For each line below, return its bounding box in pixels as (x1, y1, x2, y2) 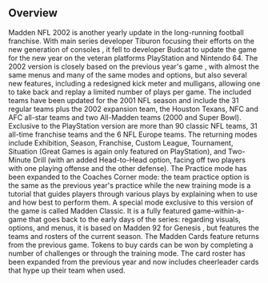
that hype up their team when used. (8, 265, 126, 275)
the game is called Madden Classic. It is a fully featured (8, 205, 191, 215)
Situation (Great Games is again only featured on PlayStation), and (8, 146, 226, 156)
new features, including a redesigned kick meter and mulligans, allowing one (8, 78, 261, 88)
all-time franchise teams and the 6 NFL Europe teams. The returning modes (8, 130, 258, 139)
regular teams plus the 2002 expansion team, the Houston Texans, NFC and (8, 104, 258, 114)
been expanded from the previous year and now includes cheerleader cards (8, 257, 259, 266)
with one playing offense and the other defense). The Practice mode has (8, 163, 247, 173)
